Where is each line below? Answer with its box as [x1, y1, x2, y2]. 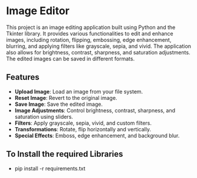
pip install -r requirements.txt [14, 164, 86, 172]
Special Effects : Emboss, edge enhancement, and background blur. [14, 132, 180, 139]
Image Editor [6, 4, 70, 18]
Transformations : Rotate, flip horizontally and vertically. [14, 125, 152, 132]
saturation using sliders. [14, 113, 74, 120]
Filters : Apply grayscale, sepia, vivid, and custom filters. [14, 119, 152, 127]
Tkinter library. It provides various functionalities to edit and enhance [6, 30, 173, 37]
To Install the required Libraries [6, 149, 123, 159]
